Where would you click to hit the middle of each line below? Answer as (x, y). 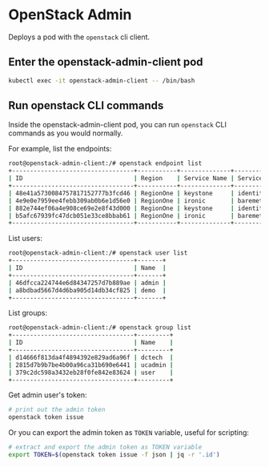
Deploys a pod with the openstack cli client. (79, 37)
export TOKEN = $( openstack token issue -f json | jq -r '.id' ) (114, 455)
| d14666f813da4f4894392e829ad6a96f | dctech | (91, 357)
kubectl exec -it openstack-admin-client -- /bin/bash (102, 81)
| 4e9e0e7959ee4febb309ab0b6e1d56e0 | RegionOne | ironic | (121, 201)
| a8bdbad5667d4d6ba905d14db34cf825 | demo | (87, 290)
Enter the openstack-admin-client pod (106, 62)
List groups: (28, 313)
